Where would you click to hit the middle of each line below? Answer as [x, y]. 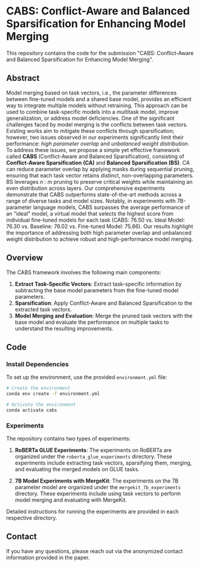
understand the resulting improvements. [64, 328]
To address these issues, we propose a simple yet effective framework [93, 150]
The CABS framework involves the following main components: [84, 272]
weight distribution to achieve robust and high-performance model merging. [100, 239]
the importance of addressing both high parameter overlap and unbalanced [99, 232]
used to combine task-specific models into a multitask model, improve [93, 111]
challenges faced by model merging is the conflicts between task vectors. [97, 125]
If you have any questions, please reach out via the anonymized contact [95, 551]
